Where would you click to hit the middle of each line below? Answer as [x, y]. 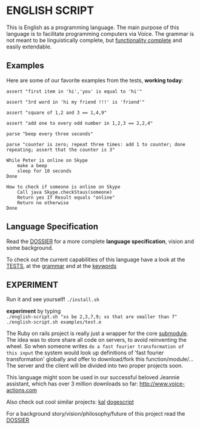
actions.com [22, 390]
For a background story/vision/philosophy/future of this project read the [96, 414]
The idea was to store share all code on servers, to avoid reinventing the [96, 340]
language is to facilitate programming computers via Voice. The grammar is [100, 33]
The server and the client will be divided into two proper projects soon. [95, 366]
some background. [30, 248]
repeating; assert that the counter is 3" [61, 150]
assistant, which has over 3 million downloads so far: [72, 384]
